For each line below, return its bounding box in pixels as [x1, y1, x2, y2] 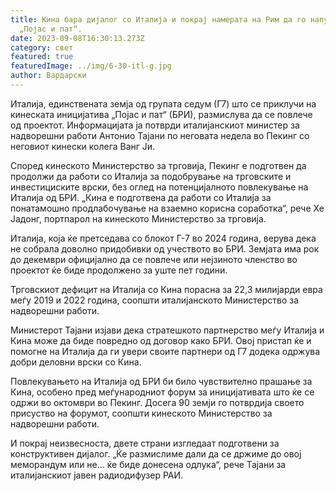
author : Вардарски [10, 71, 87, 81]
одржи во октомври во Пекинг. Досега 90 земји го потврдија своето [10, 396, 305, 408]
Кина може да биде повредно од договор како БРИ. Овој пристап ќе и [10, 334, 312, 346]
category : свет [10, 42, 74, 53]
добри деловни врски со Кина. [10, 356, 142, 368]
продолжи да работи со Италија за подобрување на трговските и [10, 170, 292, 182]
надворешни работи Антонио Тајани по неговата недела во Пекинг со [10, 129, 310, 141]
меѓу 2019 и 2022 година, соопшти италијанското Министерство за [10, 294, 300, 306]
